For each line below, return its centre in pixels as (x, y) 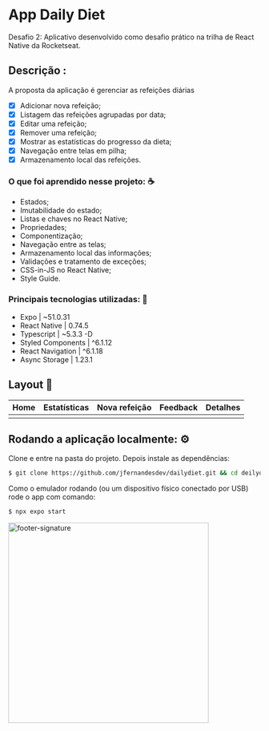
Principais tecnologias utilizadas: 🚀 (78, 300)
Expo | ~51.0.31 (45, 317)
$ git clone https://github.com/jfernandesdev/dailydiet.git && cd (123, 473)
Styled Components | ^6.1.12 (66, 342)
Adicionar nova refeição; (60, 105)
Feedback (179, 407)
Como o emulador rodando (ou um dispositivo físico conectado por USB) (128, 489)
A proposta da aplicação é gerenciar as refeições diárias (101, 90)
